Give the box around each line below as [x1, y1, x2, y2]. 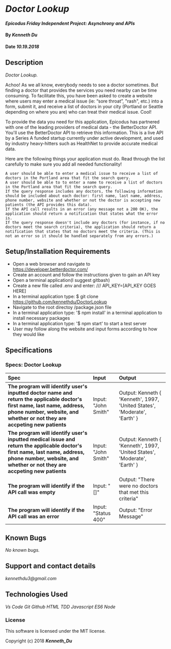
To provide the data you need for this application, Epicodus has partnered [5, 118, 160, 125]
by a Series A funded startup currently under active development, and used [5, 135, 164, 141]
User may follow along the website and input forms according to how [12, 326, 158, 332]
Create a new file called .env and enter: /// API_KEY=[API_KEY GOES [12, 282, 156, 289]
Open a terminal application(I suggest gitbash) [12, 277, 110, 283]
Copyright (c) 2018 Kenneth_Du [5, 638, 72, 644]
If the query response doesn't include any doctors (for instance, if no [5, 220, 165, 225]
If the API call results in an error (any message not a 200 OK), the [5, 206, 158, 212]
